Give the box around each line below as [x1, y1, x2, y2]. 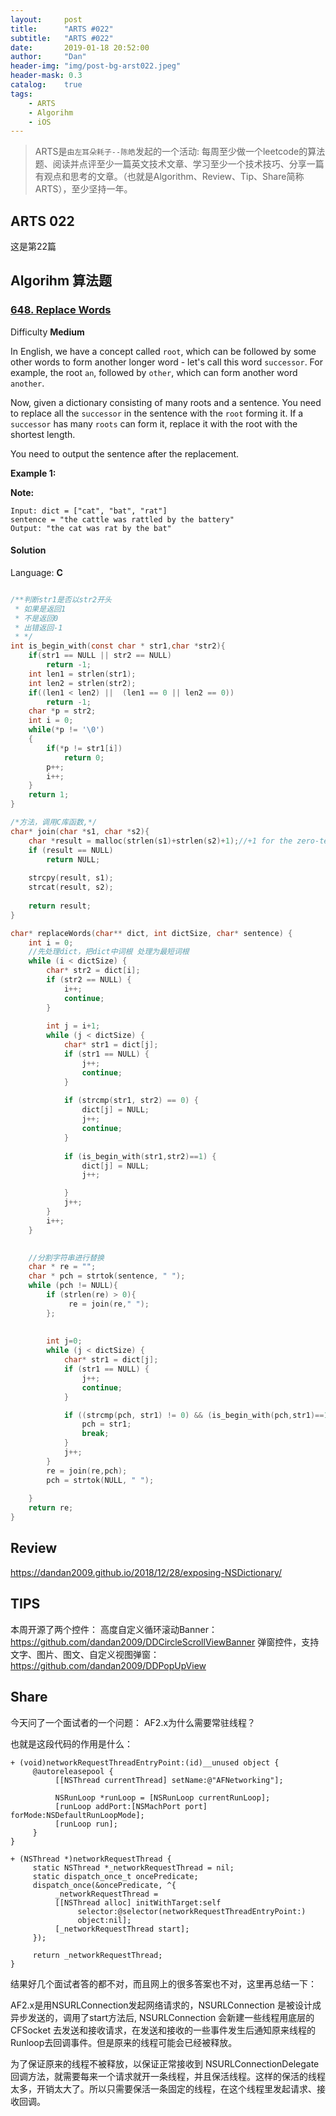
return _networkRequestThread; [32, 1950, 163, 1960]
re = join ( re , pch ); [46, 1466, 128, 1476]
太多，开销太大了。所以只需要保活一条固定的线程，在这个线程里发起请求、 [10, 2082, 317, 2095]
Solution [10, 544, 47, 556]
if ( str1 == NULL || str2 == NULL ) [28, 651, 172, 661]
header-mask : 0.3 [10, 71, 83, 81]
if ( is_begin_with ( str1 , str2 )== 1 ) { [63, 1151, 217, 1161]
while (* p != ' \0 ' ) [28, 725, 105, 735]
